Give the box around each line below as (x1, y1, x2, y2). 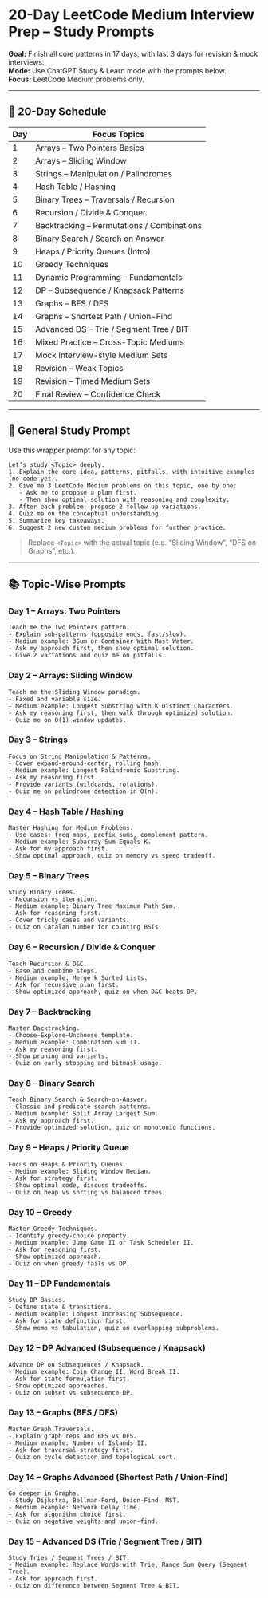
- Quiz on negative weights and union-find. (8, 1517, 159, 1525)
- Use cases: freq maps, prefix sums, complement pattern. (8, 831, 209, 839)
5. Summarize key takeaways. (8, 516, 105, 524)
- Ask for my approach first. (8, 845, 109, 853)
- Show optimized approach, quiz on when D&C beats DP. (8, 988, 198, 996)
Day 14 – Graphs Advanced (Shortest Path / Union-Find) (8, 1471, 229, 1482)
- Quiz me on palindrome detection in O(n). (8, 787, 159, 795)
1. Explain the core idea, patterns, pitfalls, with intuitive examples (8, 468, 255, 475)
